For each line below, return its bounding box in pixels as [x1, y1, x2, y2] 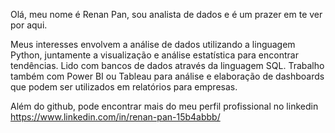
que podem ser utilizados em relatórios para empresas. [10, 81, 238, 93]
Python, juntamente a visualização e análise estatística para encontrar [10, 49, 299, 61]
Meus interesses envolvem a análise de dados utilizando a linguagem [10, 39, 296, 50]
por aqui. [10, 19, 48, 31]
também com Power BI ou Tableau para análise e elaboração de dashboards [10, 70, 325, 82]
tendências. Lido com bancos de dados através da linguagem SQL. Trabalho [10, 60, 325, 71]
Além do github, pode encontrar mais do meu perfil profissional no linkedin [10, 100, 319, 112]
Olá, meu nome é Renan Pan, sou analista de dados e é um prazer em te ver [10, 9, 323, 20]
